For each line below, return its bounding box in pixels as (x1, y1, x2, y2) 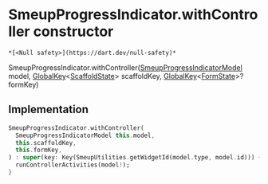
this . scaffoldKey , (15, 139, 77, 147)
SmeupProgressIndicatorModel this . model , (15, 131, 156, 139)
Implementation (8, 103, 89, 116)
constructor (33, 22, 114, 41)
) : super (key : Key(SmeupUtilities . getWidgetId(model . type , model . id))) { (8, 154, 262, 162)
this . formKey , (15, 146, 62, 155)
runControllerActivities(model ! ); (15, 161, 130, 169)
